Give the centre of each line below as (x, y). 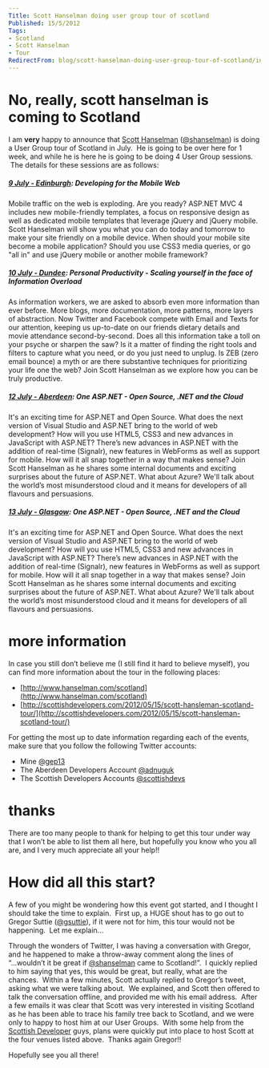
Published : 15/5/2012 (44, 23)
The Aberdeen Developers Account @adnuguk (97, 770)
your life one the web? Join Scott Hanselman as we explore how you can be (133, 370)
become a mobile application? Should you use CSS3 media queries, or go (129, 246)
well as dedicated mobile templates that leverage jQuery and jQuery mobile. (133, 220)
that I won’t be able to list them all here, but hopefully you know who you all (132, 841)
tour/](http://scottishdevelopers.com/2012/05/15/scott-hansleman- (130, 713)
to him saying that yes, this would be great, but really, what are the (118, 971)
